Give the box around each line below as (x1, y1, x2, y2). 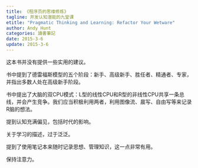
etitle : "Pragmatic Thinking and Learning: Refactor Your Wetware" (6, 19, 176, 25)
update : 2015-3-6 (6, 42, 49, 48)
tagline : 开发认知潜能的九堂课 (6, 14, 74, 20)
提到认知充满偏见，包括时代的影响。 (6, 118, 94, 125)
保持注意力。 (6, 156, 37, 163)
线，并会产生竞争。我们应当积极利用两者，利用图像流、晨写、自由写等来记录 (6, 98, 192, 105)
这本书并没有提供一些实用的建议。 (6, 58, 89, 65)
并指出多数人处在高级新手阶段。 (6, 78, 84, 85)
